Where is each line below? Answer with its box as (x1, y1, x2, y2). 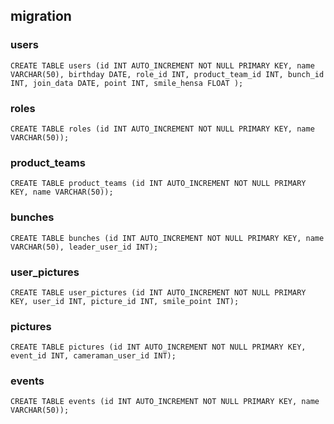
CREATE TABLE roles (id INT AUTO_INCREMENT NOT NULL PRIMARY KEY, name (10, 124, 315, 134)
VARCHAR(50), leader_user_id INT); (10, 242, 159, 252)
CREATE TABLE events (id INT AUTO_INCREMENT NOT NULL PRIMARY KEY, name (10, 397, 320, 407)
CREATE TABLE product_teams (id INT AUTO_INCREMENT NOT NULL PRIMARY (10, 179, 307, 189)
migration (10, 8, 72, 25)
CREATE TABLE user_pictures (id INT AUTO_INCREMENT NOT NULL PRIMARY (10, 287, 307, 298)
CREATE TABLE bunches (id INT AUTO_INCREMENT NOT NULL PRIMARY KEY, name (10, 233, 325, 243)
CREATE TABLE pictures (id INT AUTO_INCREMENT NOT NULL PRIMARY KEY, (10, 342, 307, 353)
